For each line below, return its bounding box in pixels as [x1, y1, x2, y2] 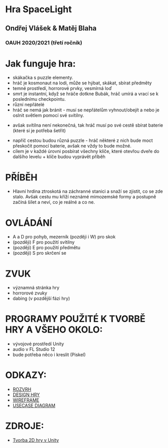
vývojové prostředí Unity [12, 341, 64, 347]
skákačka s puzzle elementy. [12, 75, 74, 81]
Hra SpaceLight [5, 4, 72, 15]
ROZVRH [12, 386, 31, 393]
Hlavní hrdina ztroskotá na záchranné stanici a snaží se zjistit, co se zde [12, 188, 163, 194]
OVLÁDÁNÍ [5, 217, 52, 228]
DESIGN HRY [12, 392, 40, 398]
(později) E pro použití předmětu [12, 245, 80, 251]
